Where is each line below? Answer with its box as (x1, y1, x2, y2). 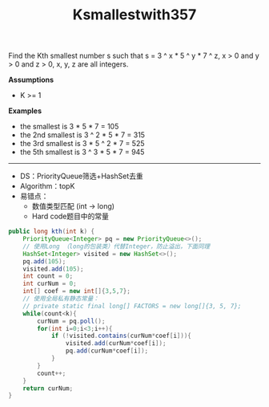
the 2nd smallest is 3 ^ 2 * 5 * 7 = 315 (19, 130, 146, 140)
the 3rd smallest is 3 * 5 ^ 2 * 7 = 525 (19, 139, 146, 149)
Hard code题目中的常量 (31, 211, 110, 222)
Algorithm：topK (19, 181, 75, 191)
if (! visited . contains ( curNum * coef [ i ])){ (50, 332, 192, 340)
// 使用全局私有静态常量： (22, 295, 99, 303)
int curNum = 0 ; (22, 279, 78, 288)
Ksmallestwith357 (72, 6, 197, 24)
